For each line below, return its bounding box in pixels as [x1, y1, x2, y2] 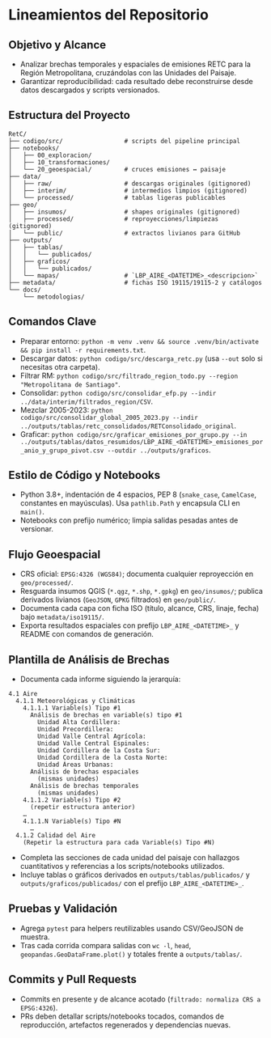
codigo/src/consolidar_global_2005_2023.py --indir [19, 413, 198, 422]
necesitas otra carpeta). [19, 362, 100, 371]
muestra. [19, 932, 50, 942]
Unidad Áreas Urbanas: [37, 760, 114, 769]
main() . [19, 507, 44, 517]
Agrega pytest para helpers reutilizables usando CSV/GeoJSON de [19, 923, 244, 933]
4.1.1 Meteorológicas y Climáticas [15, 697, 136, 705]
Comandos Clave [8, 315, 97, 328]
